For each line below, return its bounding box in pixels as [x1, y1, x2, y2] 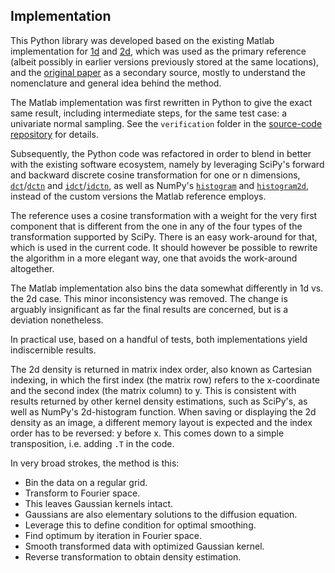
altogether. [10, 262, 55, 274]
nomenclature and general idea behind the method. [10, 77, 222, 89]
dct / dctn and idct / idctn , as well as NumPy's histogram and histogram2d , [10, 179, 309, 191]
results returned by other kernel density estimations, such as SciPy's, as [10, 395, 308, 407]
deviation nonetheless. [10, 314, 104, 326]
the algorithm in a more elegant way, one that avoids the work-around [10, 252, 298, 264]
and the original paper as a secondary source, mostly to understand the [10, 66, 306, 78]
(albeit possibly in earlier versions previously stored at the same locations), [10, 55, 320, 68]
